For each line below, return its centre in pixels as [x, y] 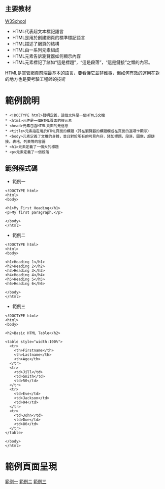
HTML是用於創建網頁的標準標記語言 [49, 37]
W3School [16, 21]
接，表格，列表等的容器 [25, 142]
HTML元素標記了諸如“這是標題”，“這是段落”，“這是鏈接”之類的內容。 [82, 62]
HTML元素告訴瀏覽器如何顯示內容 [47, 56]
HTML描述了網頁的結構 [36, 44]
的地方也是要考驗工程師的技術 [35, 79]
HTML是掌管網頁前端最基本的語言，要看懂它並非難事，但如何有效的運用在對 [82, 73]
